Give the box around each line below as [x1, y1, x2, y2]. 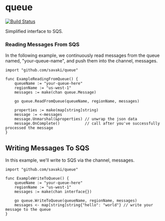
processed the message [5, 125, 53, 131]
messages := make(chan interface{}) [14, 190, 92, 195]
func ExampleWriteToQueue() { [5, 176, 70, 181]
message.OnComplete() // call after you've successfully [14, 121, 160, 126]
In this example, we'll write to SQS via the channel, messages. [5, 157, 135, 164]
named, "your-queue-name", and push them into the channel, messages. [5, 58, 158, 64]
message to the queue [5, 207, 51, 212]
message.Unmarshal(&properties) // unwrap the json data [14, 116, 138, 122]
